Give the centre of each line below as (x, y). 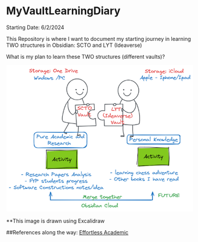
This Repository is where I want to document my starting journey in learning (99, 39)
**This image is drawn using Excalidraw (55, 221)
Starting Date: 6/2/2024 (35, 27)
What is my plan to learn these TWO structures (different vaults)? (86, 56)
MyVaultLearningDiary (63, 11)
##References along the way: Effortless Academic (67, 232)
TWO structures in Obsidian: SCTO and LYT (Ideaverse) (74, 45)
